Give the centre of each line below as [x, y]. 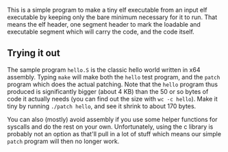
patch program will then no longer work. [63, 141]
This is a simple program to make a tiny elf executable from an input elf [107, 10]
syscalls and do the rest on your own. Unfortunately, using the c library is [110, 127]
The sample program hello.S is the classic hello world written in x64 [104, 69]
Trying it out [34, 53]
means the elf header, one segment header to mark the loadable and [104, 24]
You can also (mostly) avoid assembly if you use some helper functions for [112, 119]
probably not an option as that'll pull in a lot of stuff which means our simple [114, 134]
